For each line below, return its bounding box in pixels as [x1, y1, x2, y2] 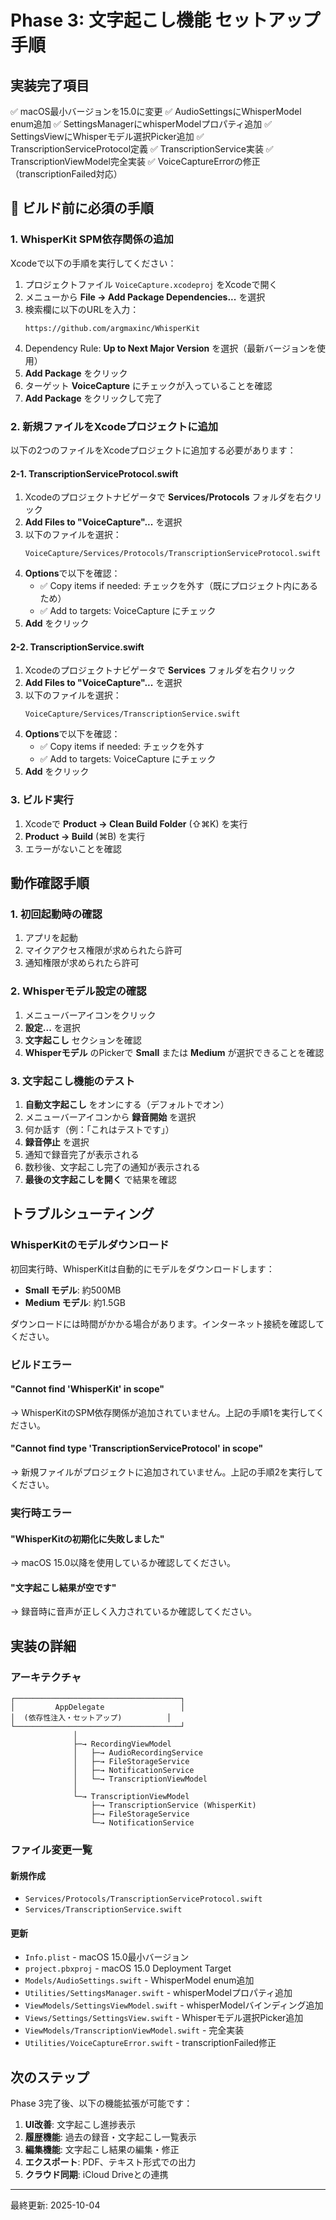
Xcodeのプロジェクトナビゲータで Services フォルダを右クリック [24, 664, 296, 676]
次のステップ [10, 2069, 90, 2086]
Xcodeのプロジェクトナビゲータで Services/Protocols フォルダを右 [24, 491, 305, 503]
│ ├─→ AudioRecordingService [73, 1748, 203, 1758]
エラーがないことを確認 [24, 842, 122, 855]
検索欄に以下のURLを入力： [24, 303, 140, 315]
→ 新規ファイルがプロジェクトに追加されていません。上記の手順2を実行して [10, 1466, 324, 1478]
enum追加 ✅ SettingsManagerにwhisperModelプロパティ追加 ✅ [10, 118, 273, 130]
